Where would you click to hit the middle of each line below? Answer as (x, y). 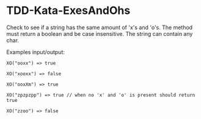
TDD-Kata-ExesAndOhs (68, 11)
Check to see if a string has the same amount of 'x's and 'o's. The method (100, 27)
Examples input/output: (36, 52)
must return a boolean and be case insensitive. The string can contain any (100, 33)
